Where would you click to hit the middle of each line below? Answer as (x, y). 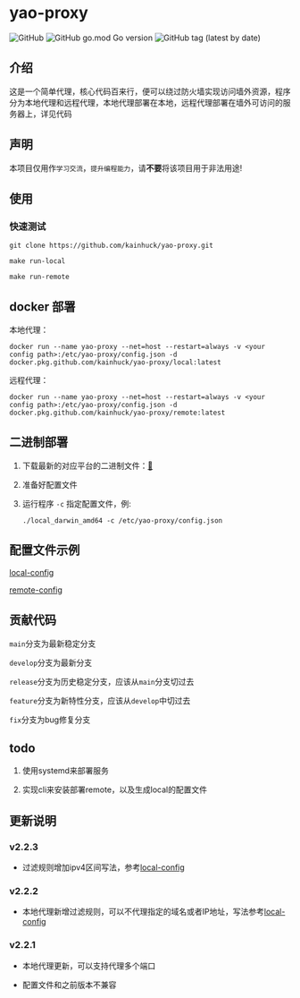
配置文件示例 (45, 550)
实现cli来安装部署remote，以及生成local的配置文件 (115, 789)
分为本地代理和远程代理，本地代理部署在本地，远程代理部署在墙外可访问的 (146, 102)
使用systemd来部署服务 (65, 771)
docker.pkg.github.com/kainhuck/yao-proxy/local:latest (115, 363)
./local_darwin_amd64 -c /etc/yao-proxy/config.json (122, 520)
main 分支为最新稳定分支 (53, 644)
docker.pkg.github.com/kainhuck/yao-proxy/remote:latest (117, 413)
